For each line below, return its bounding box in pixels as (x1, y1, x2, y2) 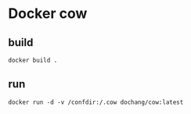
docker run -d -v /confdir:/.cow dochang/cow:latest (8, 98, 184, 106)
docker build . (8, 56, 58, 64)
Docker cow (8, 5, 88, 23)
